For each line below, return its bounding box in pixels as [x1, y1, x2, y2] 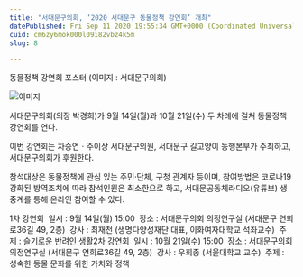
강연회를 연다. [9, 122, 59, 133]
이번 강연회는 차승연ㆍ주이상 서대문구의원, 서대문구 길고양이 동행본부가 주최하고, [9, 141, 291, 152]
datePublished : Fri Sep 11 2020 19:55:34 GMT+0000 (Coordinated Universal [9, 22, 297, 31]
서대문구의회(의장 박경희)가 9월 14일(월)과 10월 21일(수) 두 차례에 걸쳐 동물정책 [9, 110, 287, 122]
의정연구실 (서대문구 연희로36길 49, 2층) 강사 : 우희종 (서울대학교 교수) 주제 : [9, 247, 285, 258]
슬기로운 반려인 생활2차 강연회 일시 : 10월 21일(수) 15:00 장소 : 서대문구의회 [23, 235, 293, 246]
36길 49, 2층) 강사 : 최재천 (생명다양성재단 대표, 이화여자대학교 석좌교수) [16, 225, 275, 235]
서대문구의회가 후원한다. [9, 152, 95, 163]
